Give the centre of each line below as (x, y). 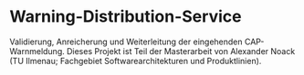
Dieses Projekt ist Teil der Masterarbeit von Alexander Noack (181, 51)
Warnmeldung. (37, 51)
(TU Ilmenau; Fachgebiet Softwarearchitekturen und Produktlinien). (136, 61)
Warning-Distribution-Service (126, 17)
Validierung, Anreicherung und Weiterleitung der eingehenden (126, 42)
